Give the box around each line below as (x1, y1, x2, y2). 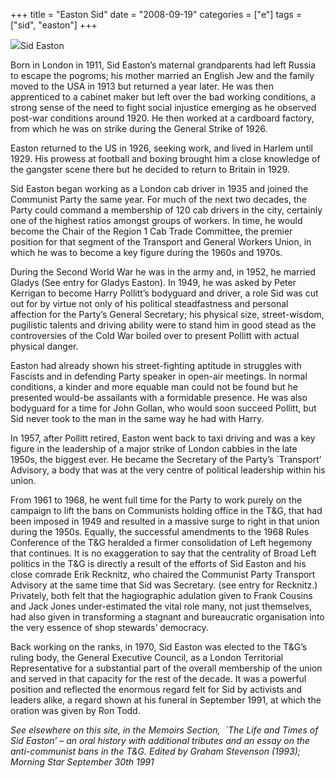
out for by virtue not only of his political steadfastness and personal (10, 298, 289, 309)
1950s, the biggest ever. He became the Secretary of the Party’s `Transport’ (10, 454, 322, 465)
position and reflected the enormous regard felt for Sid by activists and (10, 684, 303, 695)
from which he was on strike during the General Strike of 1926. (10, 123, 268, 134)
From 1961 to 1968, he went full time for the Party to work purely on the (10, 494, 303, 506)
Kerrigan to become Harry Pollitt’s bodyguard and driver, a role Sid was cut (10, 287, 319, 299)
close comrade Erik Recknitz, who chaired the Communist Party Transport (10, 569, 316, 580)
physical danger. (10, 340, 79, 352)
